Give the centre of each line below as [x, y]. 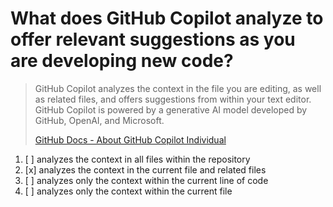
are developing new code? [122, 61]
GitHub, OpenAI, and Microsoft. [99, 120]
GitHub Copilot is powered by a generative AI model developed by [171, 109]
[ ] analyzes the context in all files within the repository [137, 159]
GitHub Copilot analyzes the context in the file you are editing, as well [178, 88]
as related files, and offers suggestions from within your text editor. [173, 99]
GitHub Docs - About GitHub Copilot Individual [130, 139]
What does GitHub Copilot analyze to [167, 18]
